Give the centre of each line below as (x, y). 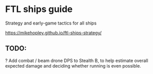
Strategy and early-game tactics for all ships (51, 23)
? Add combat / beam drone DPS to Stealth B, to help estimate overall (77, 60)
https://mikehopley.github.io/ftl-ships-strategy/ (53, 32)
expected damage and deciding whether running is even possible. (73, 65)
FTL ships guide (39, 9)
